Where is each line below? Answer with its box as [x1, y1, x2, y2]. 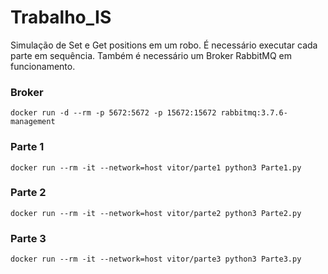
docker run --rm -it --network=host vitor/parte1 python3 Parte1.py [10, 162, 302, 173]
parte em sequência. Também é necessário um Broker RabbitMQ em [10, 49, 293, 61]
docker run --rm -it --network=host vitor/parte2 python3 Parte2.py [10, 208, 302, 218]
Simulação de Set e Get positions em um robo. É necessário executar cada [10, 39, 318, 51]
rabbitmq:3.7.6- [220, 108, 288, 118]
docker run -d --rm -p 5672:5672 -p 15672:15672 [10, 108, 217, 118]
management [10, 117, 56, 127]
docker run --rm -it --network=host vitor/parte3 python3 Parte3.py [10, 254, 302, 265]
